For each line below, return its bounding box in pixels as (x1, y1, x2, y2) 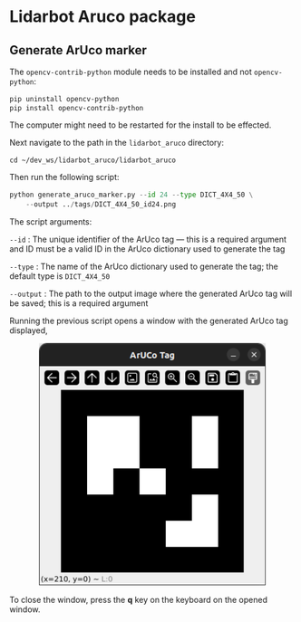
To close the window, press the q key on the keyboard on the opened (9, 594, 267, 605)
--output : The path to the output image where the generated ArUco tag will (9, 288, 293, 299)
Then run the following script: (9, 172, 120, 182)
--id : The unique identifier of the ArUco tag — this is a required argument (9, 234, 287, 244)
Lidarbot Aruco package (9, 6, 197, 27)
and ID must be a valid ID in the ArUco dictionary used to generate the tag (9, 243, 286, 254)
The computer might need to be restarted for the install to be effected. (9, 120, 272, 130)
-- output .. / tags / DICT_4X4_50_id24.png (25, 199, 177, 209)
